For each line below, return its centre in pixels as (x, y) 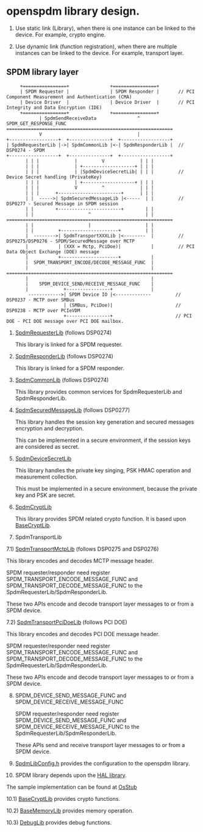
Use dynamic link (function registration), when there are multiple (96, 46)
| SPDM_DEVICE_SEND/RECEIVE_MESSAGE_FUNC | (90, 284)
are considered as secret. (47, 446)
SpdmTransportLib (38, 537)
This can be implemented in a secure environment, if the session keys (103, 440)
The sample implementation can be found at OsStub (72, 787)
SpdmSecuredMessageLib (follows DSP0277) (73, 410)
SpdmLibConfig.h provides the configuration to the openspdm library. (102, 763)
